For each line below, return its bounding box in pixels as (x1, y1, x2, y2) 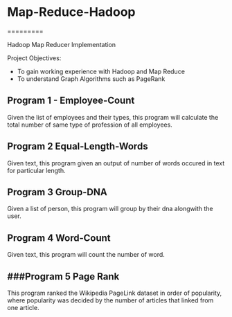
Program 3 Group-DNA (7, 186, 107, 198)
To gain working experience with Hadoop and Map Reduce (17, 67, 186, 75)
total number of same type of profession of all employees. (7, 120, 173, 129)
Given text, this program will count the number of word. (7, 251, 165, 259)
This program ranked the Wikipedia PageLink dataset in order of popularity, (7, 289, 222, 297)
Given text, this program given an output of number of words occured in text (7, 158, 225, 167)
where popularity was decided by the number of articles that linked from (7, 296, 214, 305)
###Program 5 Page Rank (7, 271, 120, 282)
